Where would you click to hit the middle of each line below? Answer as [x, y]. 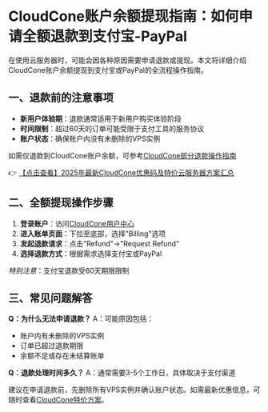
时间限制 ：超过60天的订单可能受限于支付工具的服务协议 [112, 128]
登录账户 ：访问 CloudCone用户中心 [77, 223]
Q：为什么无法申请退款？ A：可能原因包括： [81, 319]
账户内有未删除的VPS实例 [62, 336]
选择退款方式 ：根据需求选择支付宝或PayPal [91, 254]
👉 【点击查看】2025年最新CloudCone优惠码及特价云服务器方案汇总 [121, 172]
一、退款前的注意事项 [61, 98]
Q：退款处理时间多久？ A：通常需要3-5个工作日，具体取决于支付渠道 [122, 373]
